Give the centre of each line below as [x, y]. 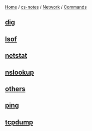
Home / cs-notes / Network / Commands [46, 7]
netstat [16, 56]
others [15, 89]
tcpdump [19, 122]
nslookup [19, 72]
